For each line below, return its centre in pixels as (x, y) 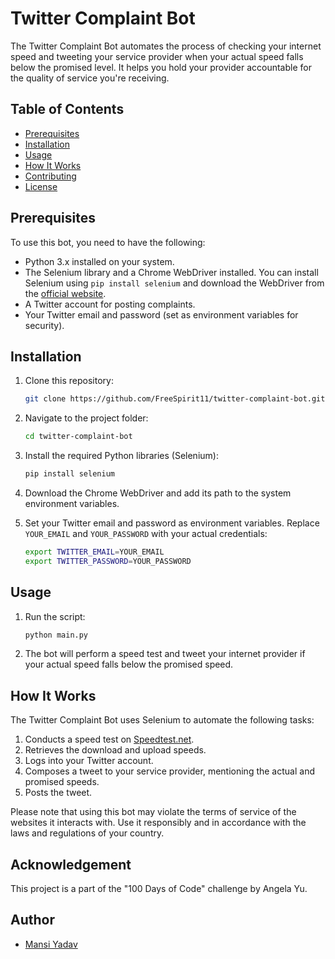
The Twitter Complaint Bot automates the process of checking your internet (166, 46)
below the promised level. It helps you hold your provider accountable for (161, 67)
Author (32, 920)
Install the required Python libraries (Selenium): (121, 456)
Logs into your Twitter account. (89, 761)
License (41, 186)
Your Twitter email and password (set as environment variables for (161, 314)
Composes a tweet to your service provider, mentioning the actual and (169, 771)
